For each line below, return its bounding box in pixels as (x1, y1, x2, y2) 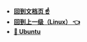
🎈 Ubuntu (13, 28, 41, 35)
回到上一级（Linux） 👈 (13, 18, 80, 26)
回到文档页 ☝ (13, 7, 50, 15)
